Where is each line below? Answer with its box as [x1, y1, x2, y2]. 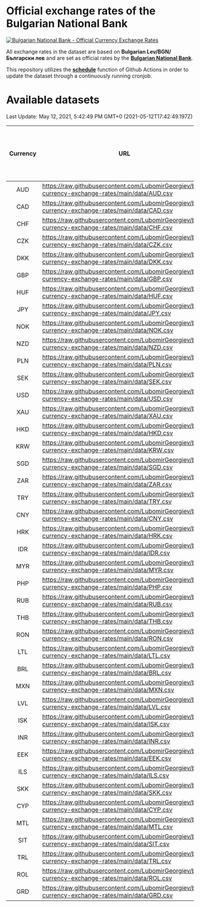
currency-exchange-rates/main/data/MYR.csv [42, 566, 174, 574]
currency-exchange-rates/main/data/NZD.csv [42, 343, 173, 351]
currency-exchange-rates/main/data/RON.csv [42, 634, 174, 643]
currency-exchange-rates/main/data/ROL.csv [42, 874, 173, 882]
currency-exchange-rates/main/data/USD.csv [42, 394, 173, 403]
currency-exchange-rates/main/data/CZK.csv [42, 240, 173, 248]
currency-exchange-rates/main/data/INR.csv [42, 737, 171, 745]
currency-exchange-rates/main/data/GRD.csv [42, 891, 173, 899]
